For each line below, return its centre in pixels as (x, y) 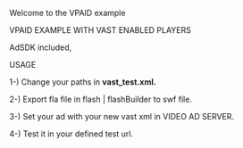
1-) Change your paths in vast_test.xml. (83, 82)
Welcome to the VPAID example (67, 13)
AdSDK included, (41, 47)
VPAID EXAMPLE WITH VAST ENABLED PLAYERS (101, 30)
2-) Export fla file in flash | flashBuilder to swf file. (101, 99)
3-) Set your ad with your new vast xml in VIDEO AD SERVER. (122, 116)
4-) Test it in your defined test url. (71, 134)
